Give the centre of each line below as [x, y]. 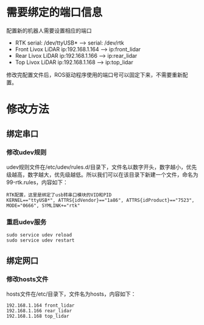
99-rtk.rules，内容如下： [37, 182]
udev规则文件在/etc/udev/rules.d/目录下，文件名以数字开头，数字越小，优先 [102, 167]
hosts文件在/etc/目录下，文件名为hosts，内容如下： [71, 294]
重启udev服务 [26, 222]
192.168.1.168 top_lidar [38, 316]
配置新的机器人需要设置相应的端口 [49, 30]
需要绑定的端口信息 [55, 12]
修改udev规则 [26, 152]
